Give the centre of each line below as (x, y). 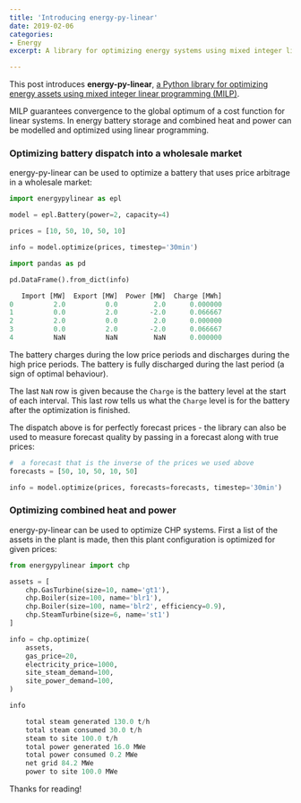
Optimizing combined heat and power (93, 510)
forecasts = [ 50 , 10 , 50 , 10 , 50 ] (74, 471)
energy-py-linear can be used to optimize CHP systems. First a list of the (143, 530)
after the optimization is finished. (70, 410)
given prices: (33, 548)
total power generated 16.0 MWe (86, 747)
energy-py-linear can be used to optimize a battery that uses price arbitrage (150, 173)
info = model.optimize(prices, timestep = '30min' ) (104, 247)
